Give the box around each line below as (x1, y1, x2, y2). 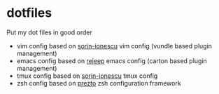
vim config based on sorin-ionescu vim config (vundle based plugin (16, 41, 213, 50)
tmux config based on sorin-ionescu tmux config (16, 72, 158, 80)
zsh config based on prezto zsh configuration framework (16, 79, 181, 87)
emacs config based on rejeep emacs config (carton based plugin (16, 56, 207, 65)
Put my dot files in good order (6, 28, 92, 36)
